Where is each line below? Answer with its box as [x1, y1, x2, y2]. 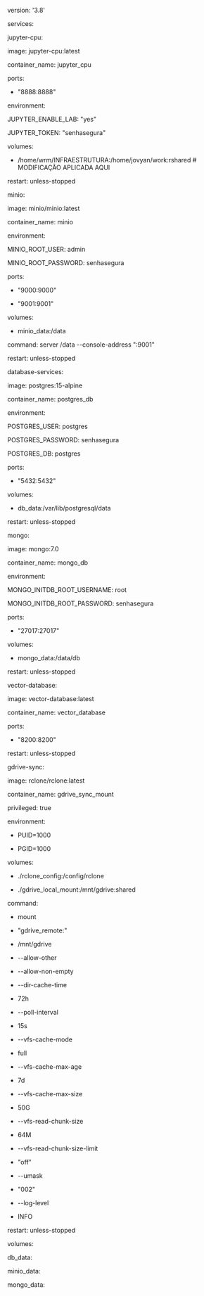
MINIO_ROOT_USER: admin [7, 245, 86, 253]
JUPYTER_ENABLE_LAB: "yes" [7, 115, 97, 123]
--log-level [17, 1199, 49, 1207]
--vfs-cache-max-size [17, 1090, 83, 1098]
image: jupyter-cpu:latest [7, 47, 80, 55]
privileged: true [7, 804, 51, 811]
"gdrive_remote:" [17, 926, 68, 935]
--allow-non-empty [17, 967, 74, 975]
